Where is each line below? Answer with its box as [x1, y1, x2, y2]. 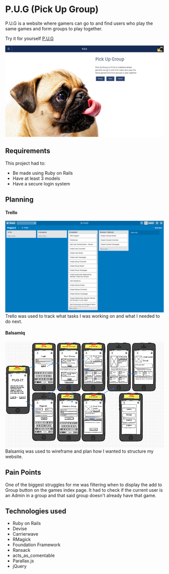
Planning [5, 196, 34, 204]
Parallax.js [12, 558, 34, 564]
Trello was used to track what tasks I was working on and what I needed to [5, 313, 160, 319]
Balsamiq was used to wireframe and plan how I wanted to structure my [5, 448, 154, 454]
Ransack [12, 547, 31, 553]
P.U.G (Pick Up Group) [5, 4, 99, 15]
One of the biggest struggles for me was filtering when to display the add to [5, 482, 162, 488]
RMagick [12, 537, 31, 543]
